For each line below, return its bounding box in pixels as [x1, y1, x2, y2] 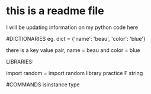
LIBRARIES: [6, 58, 34, 65]
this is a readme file [6, 4, 105, 18]
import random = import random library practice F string [6, 69, 143, 76]
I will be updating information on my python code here [6, 24, 139, 31]
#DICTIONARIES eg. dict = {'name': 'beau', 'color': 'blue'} [6, 35, 146, 42]
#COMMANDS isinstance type [6, 81, 80, 88]
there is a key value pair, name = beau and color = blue [6, 46, 140, 54]
